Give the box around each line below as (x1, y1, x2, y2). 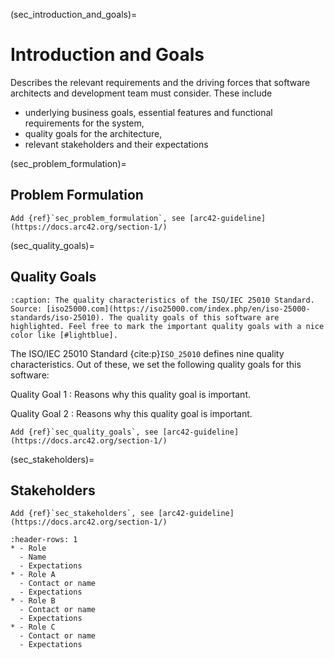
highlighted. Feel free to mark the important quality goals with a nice (10, 321, 325, 331)
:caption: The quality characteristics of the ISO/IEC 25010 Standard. (10, 295, 315, 305)
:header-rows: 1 (10, 535, 78, 545)
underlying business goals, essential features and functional (24, 106, 273, 118)
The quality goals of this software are (108, 312, 280, 323)
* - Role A (10, 570, 56, 580)
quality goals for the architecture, (24, 127, 163, 139)
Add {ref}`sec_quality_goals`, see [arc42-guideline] (10, 427, 240, 437)
